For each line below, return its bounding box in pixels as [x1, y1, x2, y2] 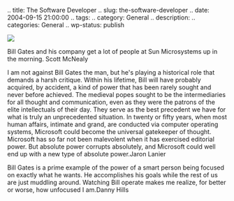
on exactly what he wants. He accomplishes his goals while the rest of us [7, 171, 218, 179]
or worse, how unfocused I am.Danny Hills [7, 186, 129, 194]
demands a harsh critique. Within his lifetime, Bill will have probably [7, 76, 201, 84]
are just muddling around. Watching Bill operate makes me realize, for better [7, 178, 226, 186]
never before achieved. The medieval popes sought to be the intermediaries [7, 91, 226, 98]
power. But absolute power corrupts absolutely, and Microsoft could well [7, 142, 216, 151]
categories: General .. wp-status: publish [7, 21, 124, 29]
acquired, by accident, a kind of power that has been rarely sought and [7, 83, 212, 91]
